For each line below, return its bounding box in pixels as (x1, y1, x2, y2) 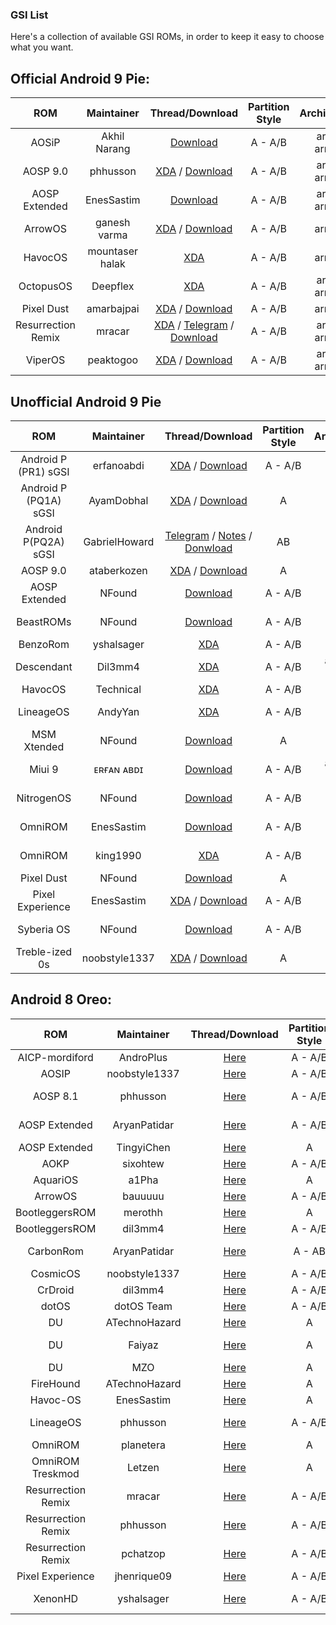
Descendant (15, 659, 73, 673)
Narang (95, 142, 131, 156)
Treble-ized (15, 944, 73, 958)
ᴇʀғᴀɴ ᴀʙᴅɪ (93, 762, 144, 776)
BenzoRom (18, 637, 70, 651)
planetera (121, 1438, 166, 1452)
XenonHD (33, 1591, 79, 1605)
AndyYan (97, 704, 140, 718)
